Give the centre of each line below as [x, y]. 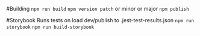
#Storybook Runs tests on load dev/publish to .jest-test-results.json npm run [100, 20]
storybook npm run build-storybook [50, 27]
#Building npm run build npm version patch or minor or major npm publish [98, 9]
